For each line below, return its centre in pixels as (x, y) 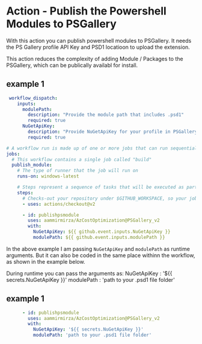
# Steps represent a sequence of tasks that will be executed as (101, 187)
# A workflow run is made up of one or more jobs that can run (87, 148)
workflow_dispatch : (33, 98)
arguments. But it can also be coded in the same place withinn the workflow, (101, 255)
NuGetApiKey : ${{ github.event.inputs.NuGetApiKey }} (102, 232)
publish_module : (32, 165)
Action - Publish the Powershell (86, 11)
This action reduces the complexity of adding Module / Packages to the (95, 59)
